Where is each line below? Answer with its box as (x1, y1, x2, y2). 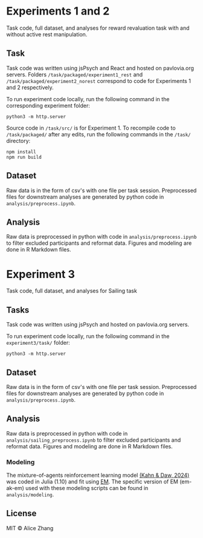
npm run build (6, 154, 42, 160)
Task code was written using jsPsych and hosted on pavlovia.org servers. (6, 321, 189, 328)
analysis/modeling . (6, 491, 54, 498)
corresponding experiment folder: (6, 102, 91, 109)
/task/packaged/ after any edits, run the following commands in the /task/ (6, 130, 192, 138)
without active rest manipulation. (6, 30, 88, 38)
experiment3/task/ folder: (6, 339, 71, 347)
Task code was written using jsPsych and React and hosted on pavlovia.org (6, 64, 195, 71)
